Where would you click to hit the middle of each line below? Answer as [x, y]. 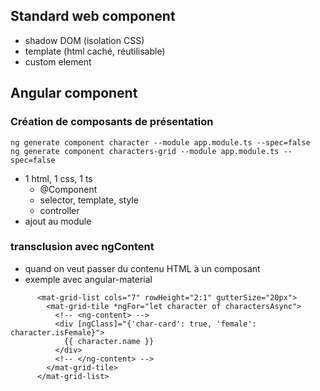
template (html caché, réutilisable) [95, 51]
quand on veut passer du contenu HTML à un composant [142, 268]
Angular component [74, 93]
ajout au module [58, 221]
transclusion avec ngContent [82, 247]
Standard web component [93, 16]
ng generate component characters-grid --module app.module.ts [145, 151]
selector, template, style [89, 200]
